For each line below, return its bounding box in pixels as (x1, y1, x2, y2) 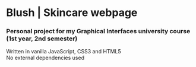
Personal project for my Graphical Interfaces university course (6, 27, 191, 36)
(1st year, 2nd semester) (6, 34, 78, 43)
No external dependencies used (6, 54, 85, 62)
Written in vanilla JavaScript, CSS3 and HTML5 (6, 48, 121, 55)
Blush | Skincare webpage (6, 6, 138, 20)
